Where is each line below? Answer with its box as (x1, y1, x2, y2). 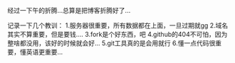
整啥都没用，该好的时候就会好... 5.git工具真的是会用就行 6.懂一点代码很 (7, 39, 216, 47)
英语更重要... (26, 48, 63, 56)
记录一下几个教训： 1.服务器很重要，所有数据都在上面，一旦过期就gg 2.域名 (7, 21, 229, 30)
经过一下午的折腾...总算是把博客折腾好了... (7, 6, 131, 14)
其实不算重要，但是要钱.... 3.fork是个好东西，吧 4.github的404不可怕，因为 (7, 30, 228, 38)
